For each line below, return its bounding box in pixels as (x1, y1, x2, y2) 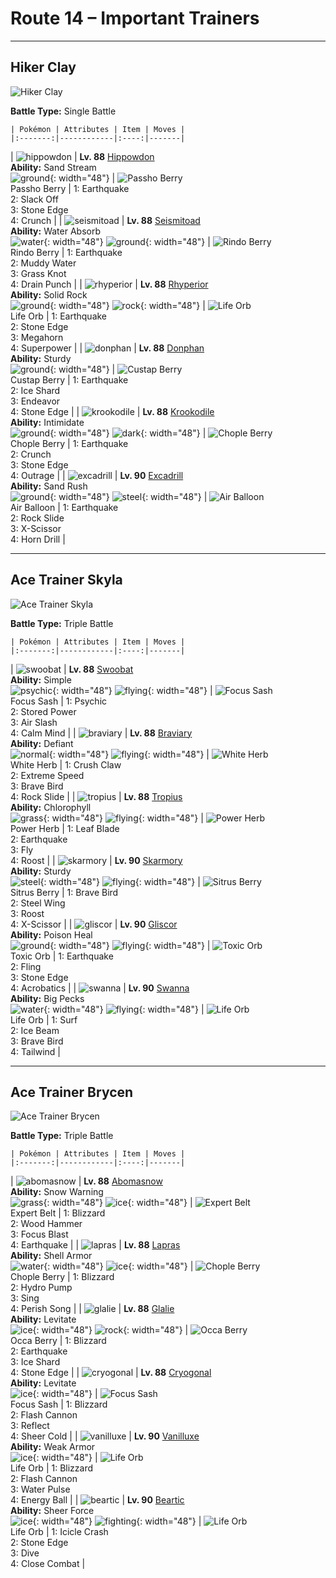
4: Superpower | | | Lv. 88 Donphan (10, 342, 205, 354)
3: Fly (10, 843, 34, 856)
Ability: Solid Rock (10, 288, 88, 301)
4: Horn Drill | (10, 533, 66, 545)
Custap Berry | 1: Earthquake (10, 373, 129, 386)
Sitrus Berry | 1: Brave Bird (10, 886, 119, 898)
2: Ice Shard (10, 384, 61, 396)
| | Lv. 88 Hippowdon (10, 150, 155, 162)
